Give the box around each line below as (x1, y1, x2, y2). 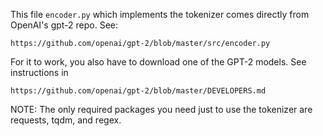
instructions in (10, 67, 69, 78)
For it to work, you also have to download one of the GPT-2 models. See (10, 56, 307, 68)
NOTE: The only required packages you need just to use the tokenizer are (10, 104, 313, 115)
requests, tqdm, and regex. (10, 114, 122, 126)
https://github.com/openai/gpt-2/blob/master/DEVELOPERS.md (10, 86, 267, 96)
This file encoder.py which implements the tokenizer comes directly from (10, 9, 310, 20)
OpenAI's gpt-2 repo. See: (10, 19, 119, 31)
